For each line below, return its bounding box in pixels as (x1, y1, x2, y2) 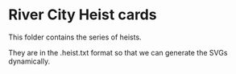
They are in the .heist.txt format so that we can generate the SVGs (8, 47, 228, 57)
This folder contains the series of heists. (8, 32, 143, 42)
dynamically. (8, 56, 51, 66)
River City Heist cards (8, 6, 157, 24)
